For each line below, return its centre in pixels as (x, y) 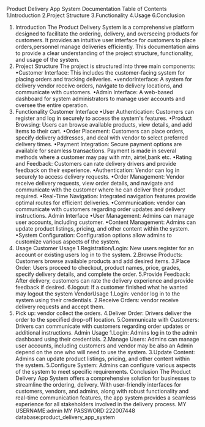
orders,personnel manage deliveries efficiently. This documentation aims (107, 46)
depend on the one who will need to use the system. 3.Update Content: (105, 352)
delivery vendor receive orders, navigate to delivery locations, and (99, 86)
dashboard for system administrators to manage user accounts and (100, 98)
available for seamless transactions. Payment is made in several (95, 150)
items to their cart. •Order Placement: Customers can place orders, (100, 131)
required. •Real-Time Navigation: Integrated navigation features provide (106, 196)
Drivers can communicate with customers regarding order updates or (102, 326)
